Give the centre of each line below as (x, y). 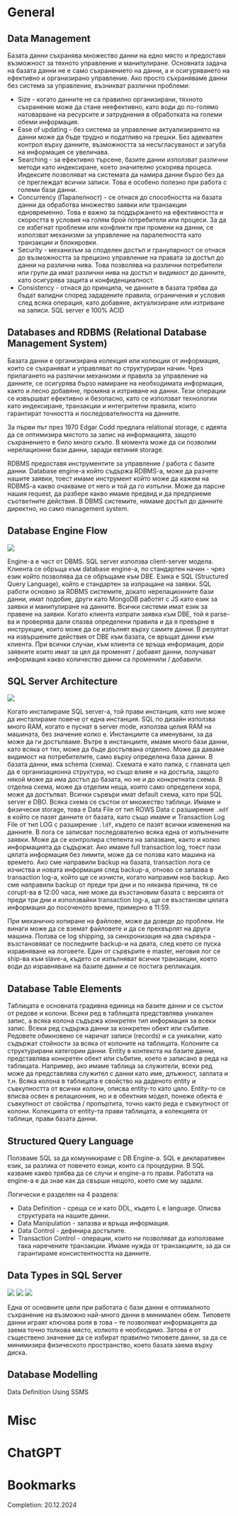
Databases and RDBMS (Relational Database (107, 333)
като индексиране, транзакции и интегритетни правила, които (102, 405)
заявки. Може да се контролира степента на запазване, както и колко (114, 840)
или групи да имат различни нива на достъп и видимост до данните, (122, 273)
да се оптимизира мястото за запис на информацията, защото (102, 434)
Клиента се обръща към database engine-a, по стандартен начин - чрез (116, 568)
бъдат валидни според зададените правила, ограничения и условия (121, 295)
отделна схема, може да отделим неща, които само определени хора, (114, 787)
